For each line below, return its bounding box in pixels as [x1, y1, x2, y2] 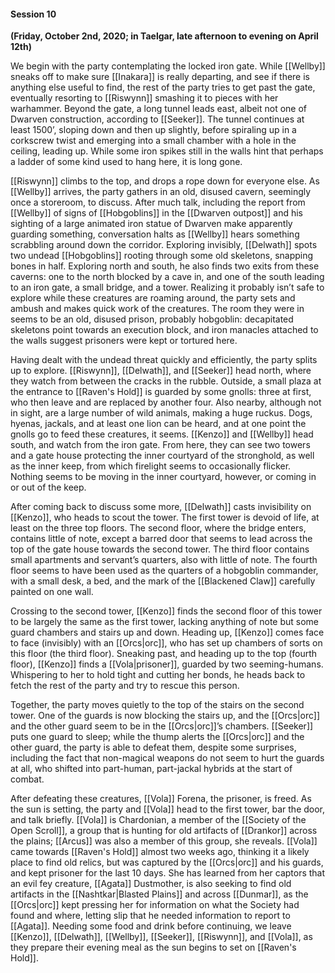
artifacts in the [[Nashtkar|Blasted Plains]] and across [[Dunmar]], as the [10, 888, 309, 900]
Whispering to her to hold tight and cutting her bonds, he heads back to [10, 669, 306, 681]
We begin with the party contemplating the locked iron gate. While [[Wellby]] [10, 60, 326, 72]
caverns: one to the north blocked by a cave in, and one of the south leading [10, 271, 325, 283]
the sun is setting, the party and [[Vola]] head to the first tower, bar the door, [10, 803, 326, 815]
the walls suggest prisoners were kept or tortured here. [10, 335, 238, 347]
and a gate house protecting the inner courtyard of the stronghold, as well [10, 450, 315, 462]
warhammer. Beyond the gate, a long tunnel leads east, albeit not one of [10, 103, 308, 115]
